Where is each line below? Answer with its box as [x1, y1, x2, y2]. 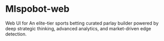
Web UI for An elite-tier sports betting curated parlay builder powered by [5, 20, 159, 26]
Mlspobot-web [5, 3, 70, 15]
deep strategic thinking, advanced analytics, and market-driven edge [5, 25, 151, 31]
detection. [5, 31, 27, 37]
